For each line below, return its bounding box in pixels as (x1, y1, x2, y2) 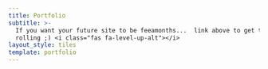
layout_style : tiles (8, 41, 77, 49)
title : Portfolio (8, 11, 66, 20)
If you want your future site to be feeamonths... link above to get (15, 26, 255, 34)
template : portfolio (8, 48, 77, 56)
